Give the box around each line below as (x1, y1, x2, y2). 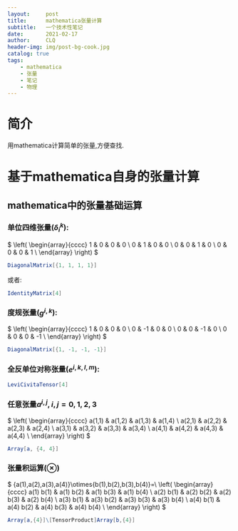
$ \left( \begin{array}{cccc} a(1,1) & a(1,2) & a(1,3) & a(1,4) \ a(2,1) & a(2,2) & (7, 416, 227, 425)
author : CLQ (7, 37, 56, 44)
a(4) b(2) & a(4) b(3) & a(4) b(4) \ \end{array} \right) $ (7, 502, 166, 511)
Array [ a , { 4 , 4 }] (7, 445, 59, 453)
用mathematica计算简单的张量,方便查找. (7, 141, 125, 150)
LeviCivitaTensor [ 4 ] (7, 381, 69, 388)
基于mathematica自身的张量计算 (7, 169, 200, 185)
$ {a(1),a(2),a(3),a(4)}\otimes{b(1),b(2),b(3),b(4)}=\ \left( (7, 480, 172, 488)
